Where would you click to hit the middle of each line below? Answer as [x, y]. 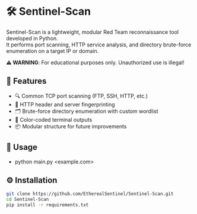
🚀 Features [26, 81]
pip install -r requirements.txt [47, 205]
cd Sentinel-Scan [28, 200]
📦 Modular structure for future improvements [71, 126]
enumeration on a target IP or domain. [53, 51]
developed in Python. [32, 38]
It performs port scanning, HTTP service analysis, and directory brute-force [99, 45]
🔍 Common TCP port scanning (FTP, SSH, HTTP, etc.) [81, 96]
